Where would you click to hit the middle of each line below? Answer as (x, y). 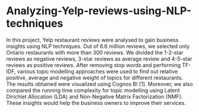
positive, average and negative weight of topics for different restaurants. (95, 78)
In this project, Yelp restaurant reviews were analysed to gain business (92, 40)
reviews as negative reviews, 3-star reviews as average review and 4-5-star (99, 59)
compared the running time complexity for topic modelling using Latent (93, 90)
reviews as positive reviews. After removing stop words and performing (94, 65)
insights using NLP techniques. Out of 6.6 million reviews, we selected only (98, 46)
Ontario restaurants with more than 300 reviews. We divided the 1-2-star (95, 52)
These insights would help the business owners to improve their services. (96, 103)
